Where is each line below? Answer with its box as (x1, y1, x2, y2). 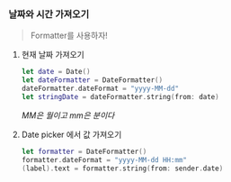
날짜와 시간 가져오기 (8, 7, 90, 20)
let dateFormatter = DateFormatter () (21, 76, 164, 85)
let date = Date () (21, 68, 91, 77)
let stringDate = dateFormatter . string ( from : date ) (21, 92, 219, 101)
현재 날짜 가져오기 (21, 50, 84, 60)
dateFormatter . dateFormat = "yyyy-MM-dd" (21, 84, 180, 94)
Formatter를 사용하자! (30, 30, 109, 41)
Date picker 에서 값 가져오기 (21, 129, 122, 140)
